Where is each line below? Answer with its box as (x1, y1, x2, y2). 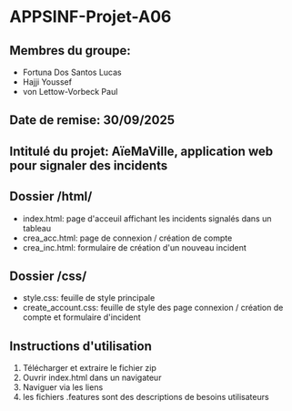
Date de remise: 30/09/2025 (9, 112, 176, 128)
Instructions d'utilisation (9, 338, 152, 354)
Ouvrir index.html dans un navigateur (22, 372, 162, 384)
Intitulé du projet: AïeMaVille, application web (9, 143, 274, 159)
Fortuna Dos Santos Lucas (22, 67, 123, 77)
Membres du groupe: (9, 43, 132, 58)
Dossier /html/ (9, 189, 93, 204)
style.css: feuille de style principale (22, 293, 156, 303)
